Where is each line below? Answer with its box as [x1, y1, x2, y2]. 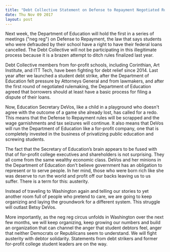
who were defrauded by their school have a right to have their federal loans [5, 41, 162, 48]
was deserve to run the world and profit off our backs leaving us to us [5, 173, 151, 179]
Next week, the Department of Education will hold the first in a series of [5, 31, 154, 37]
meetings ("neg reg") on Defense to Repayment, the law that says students [5, 36, 162, 42]
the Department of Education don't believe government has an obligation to [5, 162, 163, 169]
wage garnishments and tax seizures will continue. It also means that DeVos [5, 120, 163, 127]
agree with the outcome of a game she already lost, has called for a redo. [5, 109, 158, 115]
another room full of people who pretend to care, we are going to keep [5, 193, 152, 200]
